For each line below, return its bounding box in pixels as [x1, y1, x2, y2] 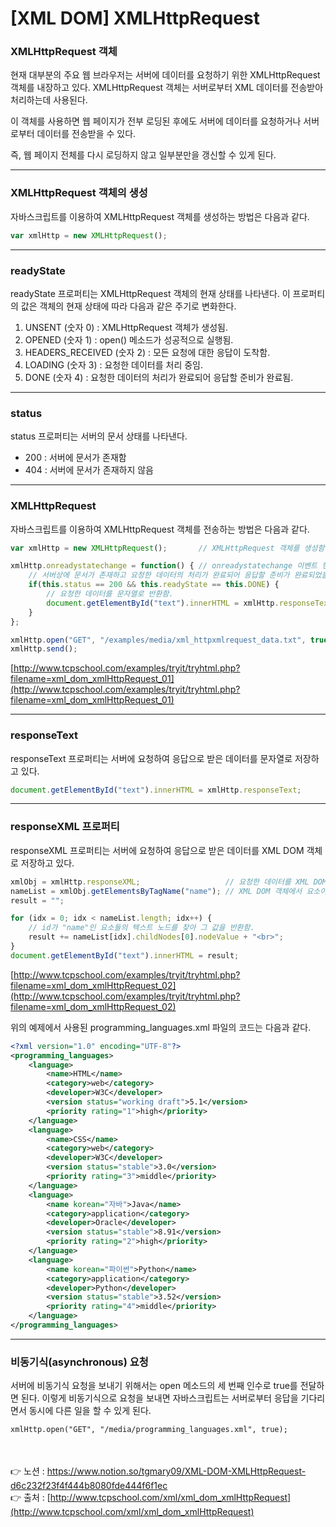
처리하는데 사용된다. [10, 94, 88, 106]
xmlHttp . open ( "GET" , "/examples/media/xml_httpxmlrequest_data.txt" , [10, 635, 307, 645]
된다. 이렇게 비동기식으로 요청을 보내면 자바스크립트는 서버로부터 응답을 [20, 1392, 299, 1404]
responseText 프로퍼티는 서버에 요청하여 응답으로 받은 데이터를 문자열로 [10, 752, 293, 764]
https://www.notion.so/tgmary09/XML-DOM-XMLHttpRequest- [46, 1465, 307, 1477]
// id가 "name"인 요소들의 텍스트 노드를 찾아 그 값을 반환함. [28, 923, 255, 933]
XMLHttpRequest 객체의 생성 [10, 186, 148, 200]
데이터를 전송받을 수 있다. [36, 128, 137, 140]
